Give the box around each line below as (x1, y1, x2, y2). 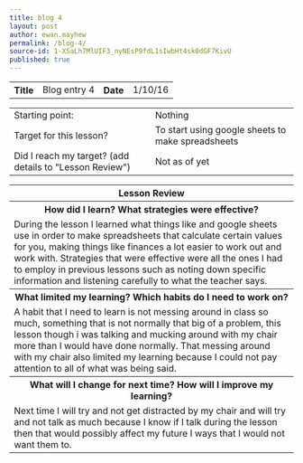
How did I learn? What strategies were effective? (43, 203, 260, 215)
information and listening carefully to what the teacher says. (14, 275, 268, 287)
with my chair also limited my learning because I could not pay (14, 351, 278, 363)
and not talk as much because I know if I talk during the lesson (14, 416, 278, 428)
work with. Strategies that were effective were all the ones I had (14, 252, 283, 264)
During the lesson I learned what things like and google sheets (14, 218, 278, 231)
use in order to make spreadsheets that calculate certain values (14, 230, 282, 241)
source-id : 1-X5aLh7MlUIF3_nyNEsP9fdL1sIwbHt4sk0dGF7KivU (9, 47, 232, 56)
